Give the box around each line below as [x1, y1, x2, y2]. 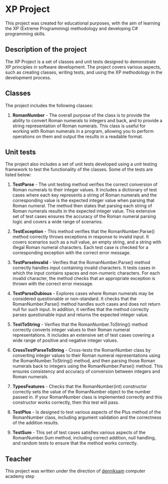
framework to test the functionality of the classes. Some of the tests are [5, 166, 153, 172]
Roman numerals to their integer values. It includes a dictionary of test [12, 187, 157, 193]
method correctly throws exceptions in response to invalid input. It [12, 234, 149, 240]
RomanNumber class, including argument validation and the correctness [12, 414, 161, 420]
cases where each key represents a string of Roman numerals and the [12, 192, 157, 198]
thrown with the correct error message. [12, 281, 93, 287]
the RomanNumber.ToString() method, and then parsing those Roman [12, 358, 155, 364]
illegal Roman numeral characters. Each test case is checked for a [12, 245, 148, 251]
